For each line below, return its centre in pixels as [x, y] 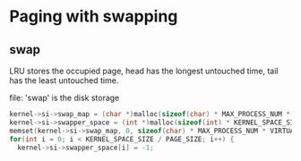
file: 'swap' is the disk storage [64, 97]
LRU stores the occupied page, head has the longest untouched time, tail [144, 71]
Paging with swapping [94, 17]
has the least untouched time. [64, 80]
